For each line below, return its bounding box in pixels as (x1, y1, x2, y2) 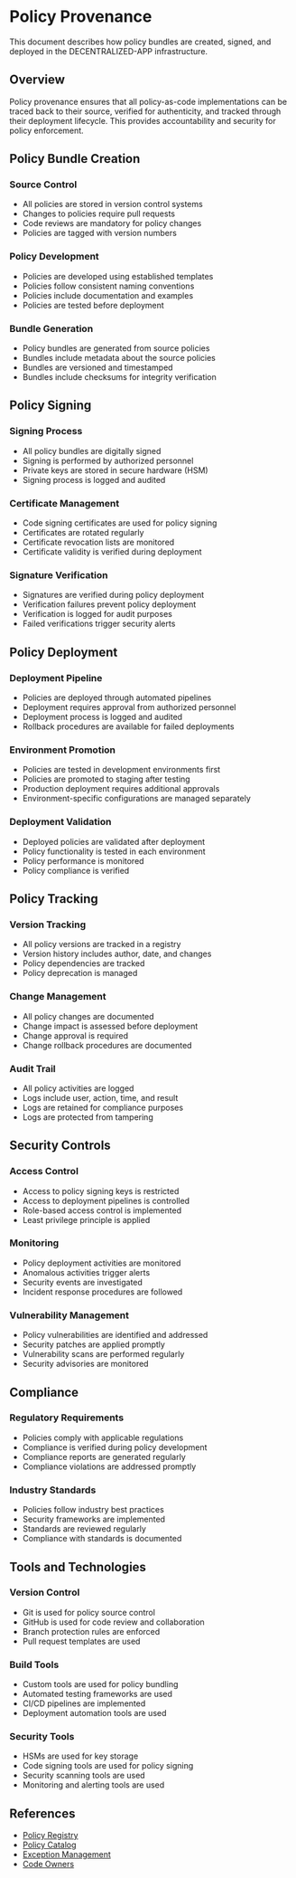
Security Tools (9, 1731, 75, 1743)
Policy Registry (22, 1830, 79, 1841)
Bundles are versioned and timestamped (22, 362, 173, 373)
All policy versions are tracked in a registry (22, 939, 181, 950)
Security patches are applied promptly (22, 1339, 165, 1350)
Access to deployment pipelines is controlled (22, 1195, 190, 1206)
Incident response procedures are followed (22, 1286, 183, 1297)
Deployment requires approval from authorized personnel (22, 702, 236, 712)
